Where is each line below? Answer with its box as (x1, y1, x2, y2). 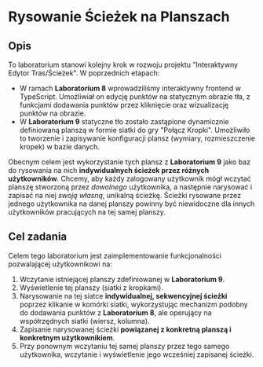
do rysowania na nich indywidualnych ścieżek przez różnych (8, 166, 210, 174)
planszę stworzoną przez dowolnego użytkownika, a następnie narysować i (8, 182, 253, 192)
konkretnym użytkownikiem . (19, 332, 115, 342)
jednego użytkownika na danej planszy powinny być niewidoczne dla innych (8, 199, 255, 208)
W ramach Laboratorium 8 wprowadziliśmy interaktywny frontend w (19, 83, 242, 93)
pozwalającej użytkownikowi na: (8, 259, 112, 269)
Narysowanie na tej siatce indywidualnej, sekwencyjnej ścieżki (19, 291, 228, 300)
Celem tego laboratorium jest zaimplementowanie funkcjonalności (8, 251, 222, 260)
